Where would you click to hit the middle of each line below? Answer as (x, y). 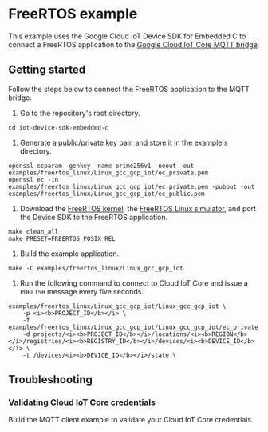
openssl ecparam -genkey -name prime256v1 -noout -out (101, 166)
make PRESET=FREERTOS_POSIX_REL (62, 238)
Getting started (47, 70)
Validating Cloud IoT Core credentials (82, 402)
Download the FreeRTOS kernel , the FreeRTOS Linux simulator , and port (138, 208)
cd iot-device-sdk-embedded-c (59, 128)
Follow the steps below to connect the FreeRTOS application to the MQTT (129, 89)
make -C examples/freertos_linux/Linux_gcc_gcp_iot (96, 268)
